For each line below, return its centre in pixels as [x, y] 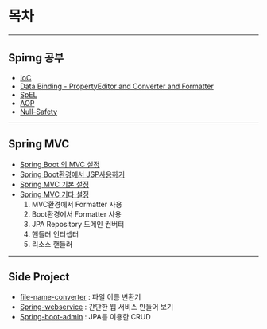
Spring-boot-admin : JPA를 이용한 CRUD [85, 317]
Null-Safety [39, 112]
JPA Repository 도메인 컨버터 [78, 224]
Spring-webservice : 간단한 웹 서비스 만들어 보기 [97, 307]
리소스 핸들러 [52, 244]
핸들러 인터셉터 [55, 234]
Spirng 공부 [36, 58]
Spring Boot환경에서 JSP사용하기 [72, 174]
